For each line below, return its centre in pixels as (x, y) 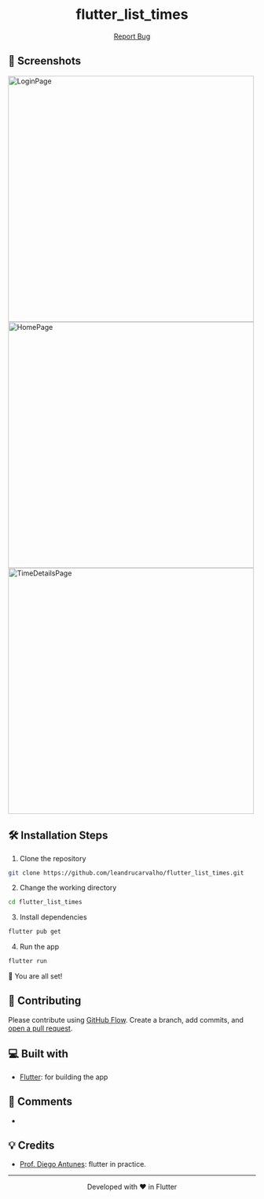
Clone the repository (53, 858)
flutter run (27, 961)
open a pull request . (40, 1028)
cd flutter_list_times (45, 902)
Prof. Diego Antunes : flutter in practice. (83, 1164)
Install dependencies (53, 917)
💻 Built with (38, 1054)
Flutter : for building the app (64, 1077)
